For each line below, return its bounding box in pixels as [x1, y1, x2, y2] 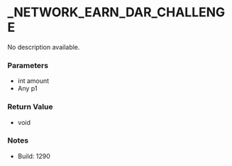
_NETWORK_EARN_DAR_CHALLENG [7, 4, 226, 21]
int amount [17, 77, 50, 85]
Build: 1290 [17, 152, 51, 160]
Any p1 [17, 84, 38, 93]
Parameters [7, 60, 48, 70]
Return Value [7, 102, 53, 112]
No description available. [7, 43, 80, 51]
